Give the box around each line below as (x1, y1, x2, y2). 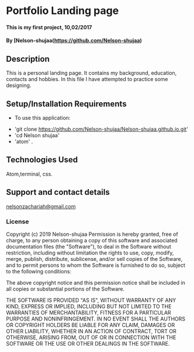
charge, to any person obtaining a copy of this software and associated (6, 236, 178, 243)
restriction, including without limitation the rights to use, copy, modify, (6, 249, 174, 256)
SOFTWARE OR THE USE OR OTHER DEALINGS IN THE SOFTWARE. (6, 340, 170, 347)
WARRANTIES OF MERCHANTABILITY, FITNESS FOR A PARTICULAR (6, 309, 171, 316)
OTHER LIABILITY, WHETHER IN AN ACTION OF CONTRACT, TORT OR (6, 327, 176, 334)
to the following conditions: (6, 267, 72, 275)
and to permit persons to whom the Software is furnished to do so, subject (6, 262, 186, 269)
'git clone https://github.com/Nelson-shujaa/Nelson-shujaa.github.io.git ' (14, 126, 189, 133)
